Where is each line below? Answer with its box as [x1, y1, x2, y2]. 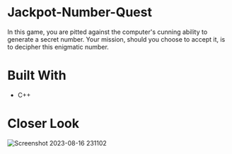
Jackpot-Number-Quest [7, 4, 152, 20]
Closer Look [7, 116, 80, 131]
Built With [7, 68, 66, 83]
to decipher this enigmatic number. [7, 42, 110, 51]
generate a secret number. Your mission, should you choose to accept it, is [7, 35, 226, 43]
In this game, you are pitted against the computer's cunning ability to [7, 28, 208, 36]
